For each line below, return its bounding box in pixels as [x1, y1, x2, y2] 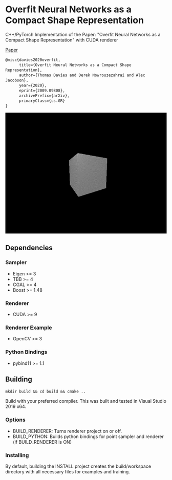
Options [5, 416, 26, 423]
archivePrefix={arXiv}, [18, 93, 70, 98]
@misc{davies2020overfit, [5, 57, 60, 62]
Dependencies [5, 244, 53, 252]
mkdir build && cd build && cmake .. [5, 389, 86, 395]
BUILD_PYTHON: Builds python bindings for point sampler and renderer [12, 433, 164, 440]
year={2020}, [18, 83, 47, 88]
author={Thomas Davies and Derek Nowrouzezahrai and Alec [18, 73, 145, 78]
